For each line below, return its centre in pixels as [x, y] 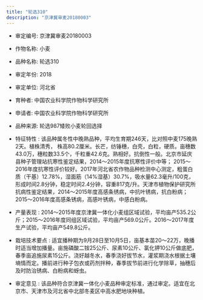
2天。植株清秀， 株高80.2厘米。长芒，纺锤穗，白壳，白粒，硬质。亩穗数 [105, 146]
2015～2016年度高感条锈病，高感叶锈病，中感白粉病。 [83, 199]
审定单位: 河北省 [35, 87]
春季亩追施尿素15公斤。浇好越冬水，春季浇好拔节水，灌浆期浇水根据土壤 [105, 255]
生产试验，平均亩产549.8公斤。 [54, 227]
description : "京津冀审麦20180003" [49, 18]
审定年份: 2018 [33, 74]
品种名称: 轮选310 [37, 61]
